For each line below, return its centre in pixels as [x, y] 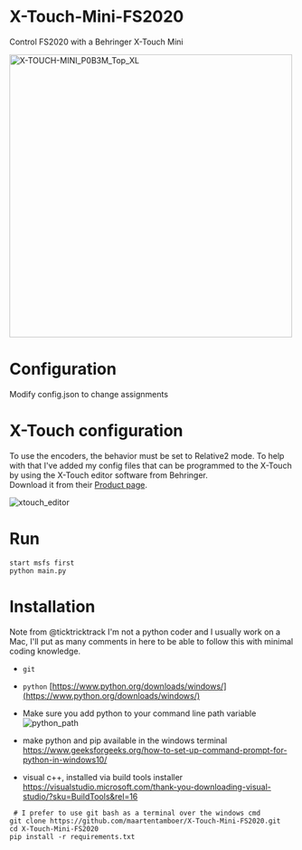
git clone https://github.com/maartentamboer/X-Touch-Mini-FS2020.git [145, 821]
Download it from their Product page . [78, 484]
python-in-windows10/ [65, 759]
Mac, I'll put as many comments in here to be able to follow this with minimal [151, 641]
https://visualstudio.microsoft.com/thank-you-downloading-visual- [146, 787]
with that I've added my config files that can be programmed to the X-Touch [151, 465]
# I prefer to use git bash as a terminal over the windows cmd [137, 813]
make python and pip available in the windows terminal [125, 740]
